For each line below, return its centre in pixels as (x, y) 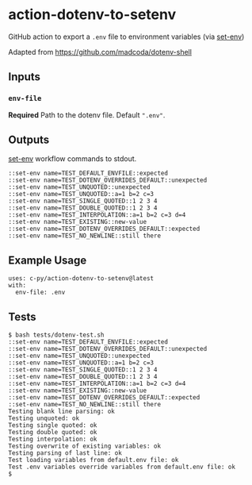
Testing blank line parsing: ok (61, 412)
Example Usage (48, 260)
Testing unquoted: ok (44, 418)
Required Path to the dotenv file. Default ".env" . (87, 115)
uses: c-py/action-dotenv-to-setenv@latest (81, 279)
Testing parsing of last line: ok (65, 453)
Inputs (25, 77)
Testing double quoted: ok (53, 433)
